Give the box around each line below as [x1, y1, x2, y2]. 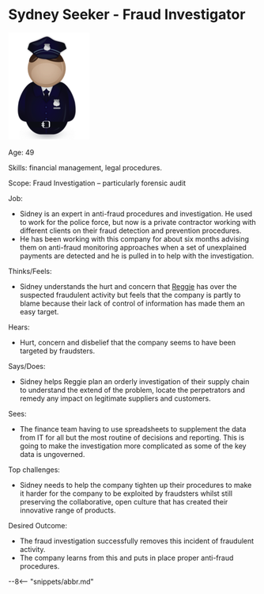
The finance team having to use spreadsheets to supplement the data [19, 424, 247, 433]
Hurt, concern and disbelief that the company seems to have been [19, 337, 236, 347]
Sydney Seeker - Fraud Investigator [8, 6, 246, 24]
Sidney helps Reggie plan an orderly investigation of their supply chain [19, 376, 250, 386]
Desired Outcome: [8, 520, 68, 530]
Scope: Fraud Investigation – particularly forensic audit [8, 178, 187, 188]
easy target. [19, 307, 59, 316]
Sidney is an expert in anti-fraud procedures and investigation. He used [19, 208, 253, 219]
